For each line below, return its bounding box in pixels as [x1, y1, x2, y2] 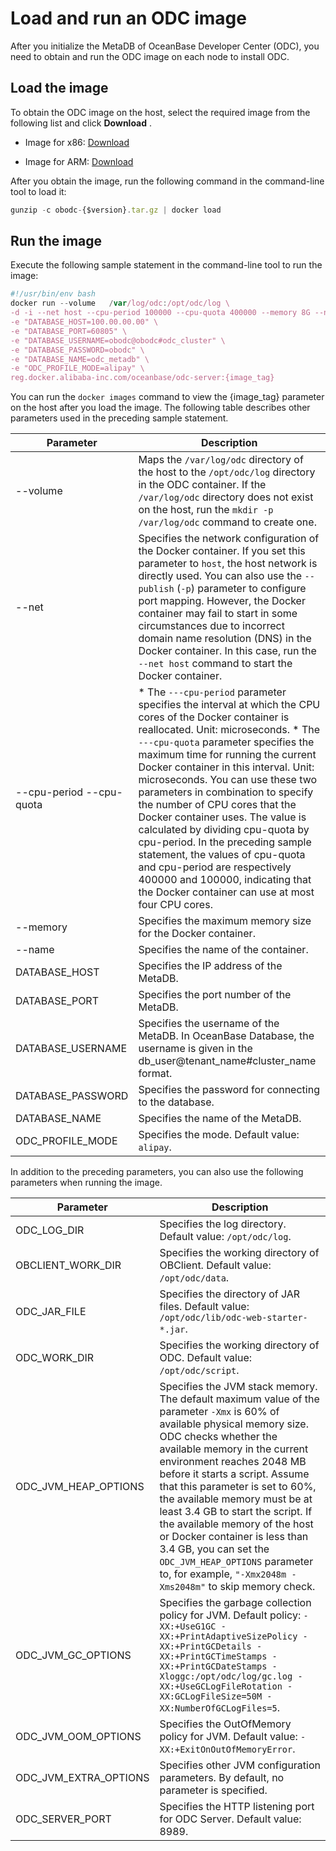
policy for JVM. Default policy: [159, 1608, 302, 1622]
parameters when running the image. [10, 1177, 163, 1189]
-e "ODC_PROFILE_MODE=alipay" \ [10, 363, 145, 374]
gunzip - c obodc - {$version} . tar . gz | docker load [10, 205, 222, 215]
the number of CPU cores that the [138, 798, 297, 812]
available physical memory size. [159, 1417, 309, 1431]
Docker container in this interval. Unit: [138, 760, 315, 774]
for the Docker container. [138, 927, 256, 941]
